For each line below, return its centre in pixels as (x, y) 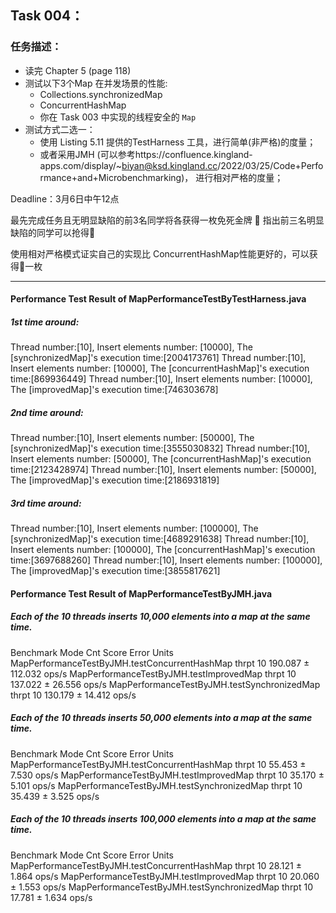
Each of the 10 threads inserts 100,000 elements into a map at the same (163, 819)
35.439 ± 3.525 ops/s (55, 796)
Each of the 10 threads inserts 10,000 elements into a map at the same (160, 617)
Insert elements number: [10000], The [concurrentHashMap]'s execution (160, 368)
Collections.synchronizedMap (101, 94)
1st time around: (45, 322)
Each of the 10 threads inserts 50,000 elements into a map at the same (161, 718)
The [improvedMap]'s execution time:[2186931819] (115, 480)
